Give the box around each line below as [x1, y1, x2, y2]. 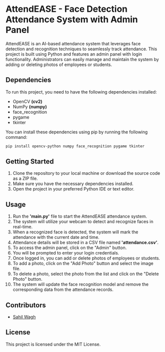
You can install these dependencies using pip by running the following [5, 129, 148, 135]
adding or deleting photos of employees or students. [5, 62, 112, 67]
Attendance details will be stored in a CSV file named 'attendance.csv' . [12, 240, 159, 246]
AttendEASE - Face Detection [5, 3, 128, 15]
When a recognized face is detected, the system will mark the [12, 229, 138, 235]
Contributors [5, 301, 46, 309]
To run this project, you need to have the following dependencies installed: [5, 89, 157, 95]
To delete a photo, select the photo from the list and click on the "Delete [12, 271, 159, 277]
